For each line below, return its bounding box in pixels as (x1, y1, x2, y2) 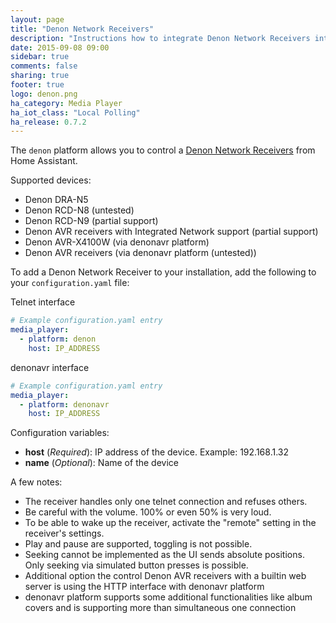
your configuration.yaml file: (10, 277, 130, 289)
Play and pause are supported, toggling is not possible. (24, 538, 253, 550)
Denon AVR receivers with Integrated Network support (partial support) (24, 226, 319, 238)
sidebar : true (10, 52, 70, 62)
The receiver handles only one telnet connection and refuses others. (24, 496, 308, 508)
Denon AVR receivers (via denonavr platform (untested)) (24, 247, 257, 259)
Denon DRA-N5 (24, 194, 89, 206)
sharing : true (10, 71, 70, 81)
